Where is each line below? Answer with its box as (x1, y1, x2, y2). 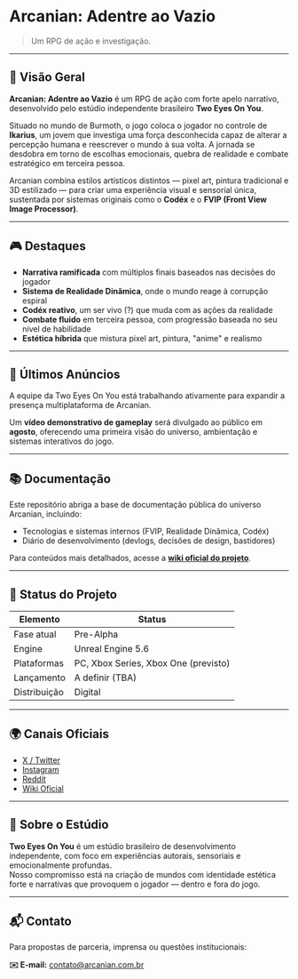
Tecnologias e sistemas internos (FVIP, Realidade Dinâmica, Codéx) (21, 526, 270, 537)
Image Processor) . (9, 203, 79, 214)
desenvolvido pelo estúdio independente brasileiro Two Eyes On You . (9, 102, 264, 113)
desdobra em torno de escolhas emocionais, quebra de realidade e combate (9, 148, 289, 159)
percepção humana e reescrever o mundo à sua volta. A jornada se (9, 139, 255, 149)
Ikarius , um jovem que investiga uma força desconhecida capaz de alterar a (9, 129, 287, 140)
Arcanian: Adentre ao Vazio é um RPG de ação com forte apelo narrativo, (9, 93, 279, 104)
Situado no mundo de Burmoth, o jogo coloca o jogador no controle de (9, 120, 268, 131)
